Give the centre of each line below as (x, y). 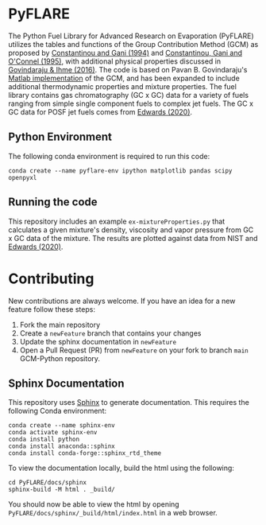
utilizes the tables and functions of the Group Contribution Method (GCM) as (133, 44)
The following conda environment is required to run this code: (109, 156)
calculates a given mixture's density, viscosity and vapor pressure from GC (131, 229)
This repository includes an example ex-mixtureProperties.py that (117, 221)
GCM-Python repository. (60, 358)
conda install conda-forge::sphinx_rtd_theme (85, 453)
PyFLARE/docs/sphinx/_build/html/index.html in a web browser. (113, 513)
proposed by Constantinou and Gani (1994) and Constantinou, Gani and (125, 52)
